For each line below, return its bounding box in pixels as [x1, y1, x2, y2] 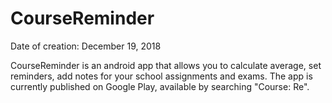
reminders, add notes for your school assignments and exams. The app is [10, 70, 313, 82]
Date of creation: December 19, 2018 [10, 40, 162, 52]
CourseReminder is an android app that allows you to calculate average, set [10, 59, 322, 71]
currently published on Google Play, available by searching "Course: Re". [10, 80, 310, 92]
